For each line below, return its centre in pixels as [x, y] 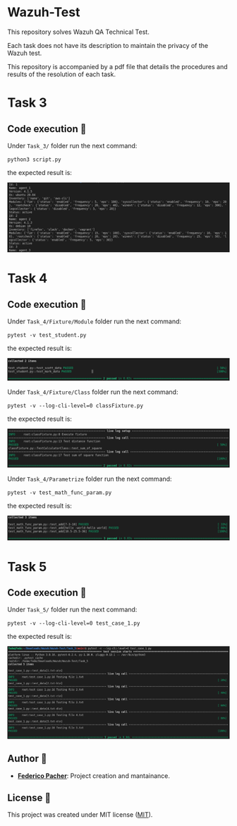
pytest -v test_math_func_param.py [60, 493]
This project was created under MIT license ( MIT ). [80, 815]
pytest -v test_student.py [47, 335]
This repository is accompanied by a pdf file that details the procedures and [117, 66]
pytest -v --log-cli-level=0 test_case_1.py [74, 623]
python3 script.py [34, 160]
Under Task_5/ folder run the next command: [72, 610]
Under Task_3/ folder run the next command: [72, 145]
